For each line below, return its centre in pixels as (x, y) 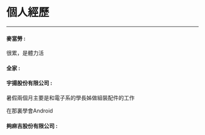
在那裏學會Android (30, 111)
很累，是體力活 (25, 53)
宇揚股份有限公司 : (29, 83)
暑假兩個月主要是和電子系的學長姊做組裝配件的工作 (70, 97)
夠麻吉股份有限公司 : (32, 126)
